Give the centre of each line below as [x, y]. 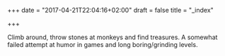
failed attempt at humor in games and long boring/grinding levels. [103, 44]
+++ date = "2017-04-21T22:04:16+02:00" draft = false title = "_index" [110, 10]
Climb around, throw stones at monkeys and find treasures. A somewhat [112, 37]
